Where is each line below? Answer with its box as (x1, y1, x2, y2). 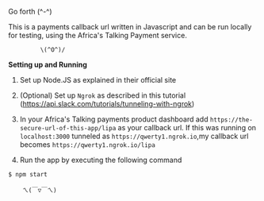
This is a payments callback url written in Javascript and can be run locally (8, 22, 252, 31)
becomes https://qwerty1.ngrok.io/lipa (19, 140, 156, 149)
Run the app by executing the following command (19, 155, 182, 164)
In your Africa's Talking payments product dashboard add (19, 114, 209, 124)
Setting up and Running (8, 60, 87, 69)
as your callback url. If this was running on (117, 123, 256, 132)
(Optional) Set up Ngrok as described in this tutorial (19, 91, 186, 100)
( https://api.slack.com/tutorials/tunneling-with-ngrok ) (19, 99, 195, 108)
